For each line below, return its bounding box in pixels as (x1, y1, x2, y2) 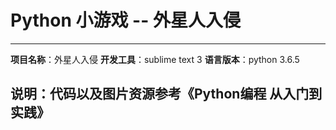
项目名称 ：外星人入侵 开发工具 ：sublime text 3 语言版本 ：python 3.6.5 (10, 53, 300, 65)
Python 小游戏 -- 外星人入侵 (10, 9, 241, 32)
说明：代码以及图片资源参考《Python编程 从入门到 (10, 86, 323, 103)
